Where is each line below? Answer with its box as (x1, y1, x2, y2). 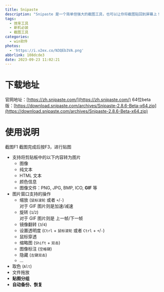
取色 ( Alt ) (12, 263, 32, 269)
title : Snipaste (5, 7, 38, 12)
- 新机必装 (9, 25, 29, 30)
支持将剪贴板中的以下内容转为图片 (12, 154, 81, 160)
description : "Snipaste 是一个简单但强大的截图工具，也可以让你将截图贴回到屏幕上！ (5, 12, 161, 17)
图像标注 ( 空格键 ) (19, 246, 52, 252)
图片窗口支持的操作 (12, 191, 51, 197)
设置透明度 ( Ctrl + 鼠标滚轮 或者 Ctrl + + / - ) (19, 228, 105, 233)
